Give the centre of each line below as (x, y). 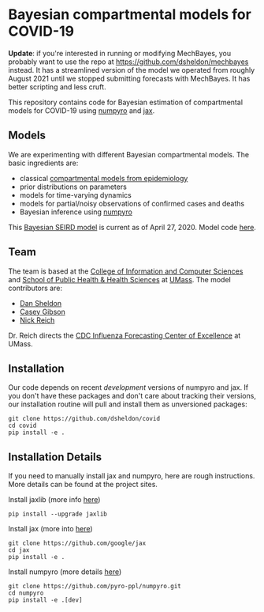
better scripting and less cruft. (57, 87)
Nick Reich (37, 320)
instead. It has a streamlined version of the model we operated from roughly (132, 70)
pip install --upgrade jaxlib (58, 514)
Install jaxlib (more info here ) (54, 500)
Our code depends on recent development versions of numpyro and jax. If (128, 387)
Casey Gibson (42, 312)
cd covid (22, 426)
